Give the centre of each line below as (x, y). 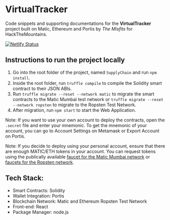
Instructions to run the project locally (65, 60)
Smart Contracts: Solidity (39, 190)
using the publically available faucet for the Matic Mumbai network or (78, 156)
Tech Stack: (25, 178)
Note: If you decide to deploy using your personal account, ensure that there (85, 146)
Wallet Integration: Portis (38, 196)
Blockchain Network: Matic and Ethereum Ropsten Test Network (80, 201)
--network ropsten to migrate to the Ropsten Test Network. (74, 105)
